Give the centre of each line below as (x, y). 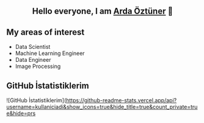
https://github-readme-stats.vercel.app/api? (122, 100)
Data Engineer (33, 60)
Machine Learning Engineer (50, 53)
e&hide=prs (21, 113)
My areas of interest (46, 32)
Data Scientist (33, 47)
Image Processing (38, 66)
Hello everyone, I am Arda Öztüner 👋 (103, 11)
